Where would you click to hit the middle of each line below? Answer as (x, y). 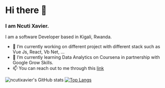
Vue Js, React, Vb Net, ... (38, 52)
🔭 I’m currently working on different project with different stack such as (86, 47)
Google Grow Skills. (33, 63)
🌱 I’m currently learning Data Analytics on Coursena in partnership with (86, 57)
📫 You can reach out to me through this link (58, 68)
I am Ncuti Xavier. (27, 26)
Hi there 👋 (26, 10)
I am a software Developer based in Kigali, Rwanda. (59, 37)
